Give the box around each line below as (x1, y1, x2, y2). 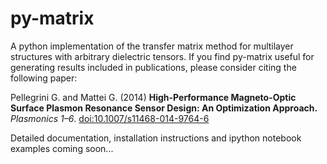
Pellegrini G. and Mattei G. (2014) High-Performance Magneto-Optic (10, 91, 297, 103)
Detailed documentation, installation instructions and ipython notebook (10, 132, 302, 144)
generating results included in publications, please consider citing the (10, 61, 297, 73)
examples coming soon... (10, 142, 114, 154)
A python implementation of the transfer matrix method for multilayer (10, 40, 294, 52)
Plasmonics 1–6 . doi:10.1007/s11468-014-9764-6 (10, 112, 210, 124)
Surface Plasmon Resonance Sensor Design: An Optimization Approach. (10, 102, 318, 114)
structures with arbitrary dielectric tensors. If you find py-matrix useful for (10, 50, 315, 62)
